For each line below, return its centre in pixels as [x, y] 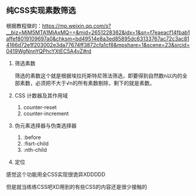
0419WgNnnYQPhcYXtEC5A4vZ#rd [49, 51]
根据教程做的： [24, 26]
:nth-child [35, 150]
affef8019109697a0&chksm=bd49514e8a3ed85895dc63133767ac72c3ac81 [98, 38]
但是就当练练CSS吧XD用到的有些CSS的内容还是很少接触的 [77, 187]
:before [32, 137]
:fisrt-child [36, 143]
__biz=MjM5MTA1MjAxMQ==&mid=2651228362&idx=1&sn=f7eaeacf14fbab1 [98, 32]
